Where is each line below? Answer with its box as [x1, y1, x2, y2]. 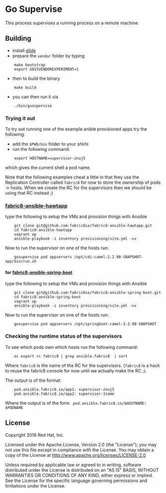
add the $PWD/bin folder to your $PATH [12, 141, 88, 147]
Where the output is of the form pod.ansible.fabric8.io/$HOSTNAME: [5, 400, 147, 406]
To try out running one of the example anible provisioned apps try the [5, 126, 148, 132]
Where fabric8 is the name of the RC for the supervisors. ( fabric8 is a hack [5, 362, 160, 368]
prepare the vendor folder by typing [12, 53, 85, 59]
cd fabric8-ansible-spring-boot [14, 294, 81, 299]
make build [14, 85, 37, 90]
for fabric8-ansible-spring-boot [5, 269, 73, 275]
